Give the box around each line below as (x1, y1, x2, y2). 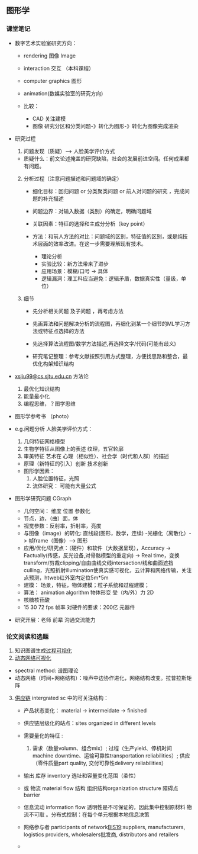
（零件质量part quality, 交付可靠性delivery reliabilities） (32, 759, 167, 766)
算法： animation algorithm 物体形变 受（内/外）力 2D (23, 589, 154, 596)
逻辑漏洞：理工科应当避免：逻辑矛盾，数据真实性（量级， (41, 275, 181, 282)
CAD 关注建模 (32, 115, 66, 122)
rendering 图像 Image (23, 52, 76, 59)
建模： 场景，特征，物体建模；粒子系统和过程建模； (23, 581, 150, 588)
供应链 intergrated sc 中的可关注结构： (14, 694, 109, 701)
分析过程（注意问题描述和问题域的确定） (23, 175, 122, 182)
